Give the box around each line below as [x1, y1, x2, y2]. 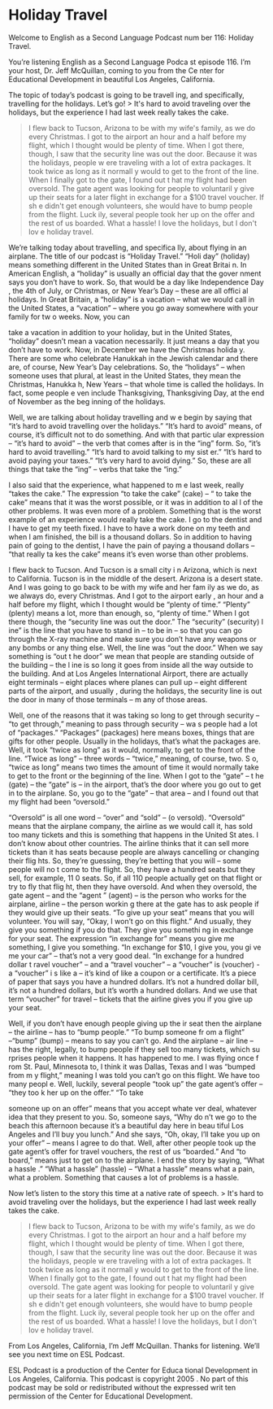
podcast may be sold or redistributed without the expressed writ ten [8, 1382, 236, 1392]
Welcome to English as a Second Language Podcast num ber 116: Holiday [8, 33, 254, 42]
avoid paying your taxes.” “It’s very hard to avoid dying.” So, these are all [8, 456, 252, 465]
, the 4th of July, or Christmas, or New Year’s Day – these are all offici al [8, 286, 249, 295]
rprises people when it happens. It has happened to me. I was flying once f [8, 1053, 259, 1062]
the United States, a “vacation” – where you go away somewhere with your [8, 303, 258, 312]
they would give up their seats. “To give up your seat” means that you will [8, 907, 254, 917]
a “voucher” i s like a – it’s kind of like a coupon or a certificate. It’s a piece [8, 968, 257, 978]
